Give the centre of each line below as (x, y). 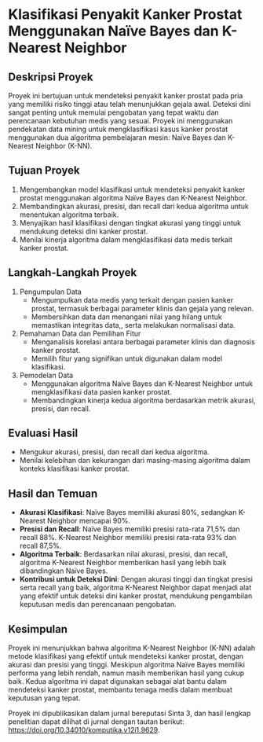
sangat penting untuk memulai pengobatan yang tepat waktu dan (113, 112)
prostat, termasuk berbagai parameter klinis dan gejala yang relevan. (142, 308)
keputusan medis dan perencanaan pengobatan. (98, 604)
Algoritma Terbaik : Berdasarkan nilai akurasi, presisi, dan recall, (124, 554)
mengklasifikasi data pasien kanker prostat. (102, 391)
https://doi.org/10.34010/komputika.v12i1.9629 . (84, 730)
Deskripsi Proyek (51, 77)
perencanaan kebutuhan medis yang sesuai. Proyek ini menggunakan (121, 121)
